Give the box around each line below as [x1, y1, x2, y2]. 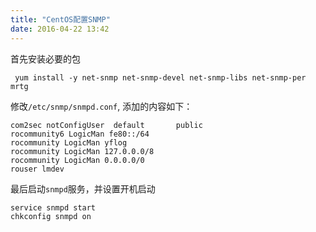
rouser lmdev [10, 164, 65, 174]
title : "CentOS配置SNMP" [10, 14, 111, 25]
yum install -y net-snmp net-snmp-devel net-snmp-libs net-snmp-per [14, 72, 307, 83]
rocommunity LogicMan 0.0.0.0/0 [10, 155, 145, 165]
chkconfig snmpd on [10, 211, 92, 221]
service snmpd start [10, 202, 97, 213]
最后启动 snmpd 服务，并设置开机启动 [10, 182, 156, 195]
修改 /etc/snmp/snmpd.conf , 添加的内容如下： [10, 100, 193, 112]
